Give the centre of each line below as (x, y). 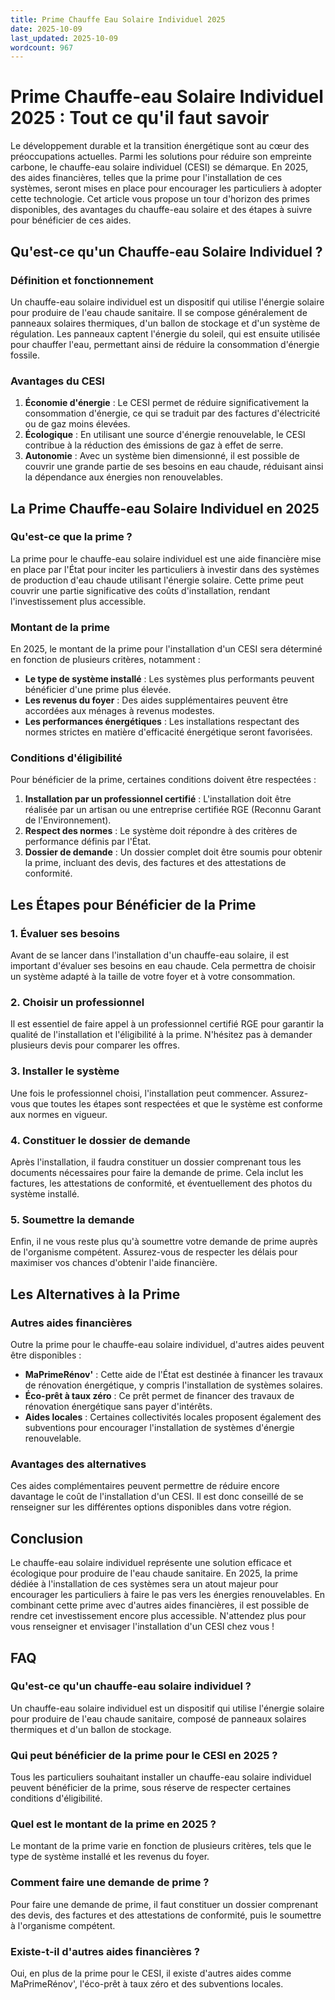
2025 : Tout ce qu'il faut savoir (140, 118)
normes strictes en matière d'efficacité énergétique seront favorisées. (168, 732)
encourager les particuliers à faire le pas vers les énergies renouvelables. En (168, 1595)
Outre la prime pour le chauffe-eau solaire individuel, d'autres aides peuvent (167, 1345)
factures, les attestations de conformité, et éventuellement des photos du (161, 1183)
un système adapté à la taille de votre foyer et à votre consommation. (153, 977)
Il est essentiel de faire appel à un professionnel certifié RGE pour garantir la (167, 1024)
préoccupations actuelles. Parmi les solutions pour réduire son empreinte (161, 157)
